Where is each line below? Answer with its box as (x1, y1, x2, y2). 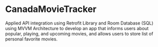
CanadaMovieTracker (5, 3, 97, 15)
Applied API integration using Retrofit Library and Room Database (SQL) (5, 20, 154, 26)
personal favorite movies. (5, 36, 58, 42)
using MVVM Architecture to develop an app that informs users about (5, 25, 149, 31)
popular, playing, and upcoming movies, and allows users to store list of (5, 30, 153, 36)
